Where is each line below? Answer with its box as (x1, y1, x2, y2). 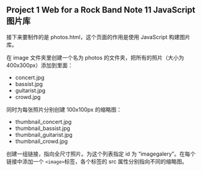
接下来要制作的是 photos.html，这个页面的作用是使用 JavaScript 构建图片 (6, 33, 191, 40)
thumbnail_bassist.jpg (15, 125, 70, 132)
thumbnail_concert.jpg (15, 118, 72, 125)
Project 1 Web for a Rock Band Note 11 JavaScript (6, 5, 195, 15)
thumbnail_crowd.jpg (15, 137, 68, 145)
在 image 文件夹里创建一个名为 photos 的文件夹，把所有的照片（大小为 (6, 54, 184, 61)
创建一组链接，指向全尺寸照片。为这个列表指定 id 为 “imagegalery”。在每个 (6, 150, 196, 158)
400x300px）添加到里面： (6, 61, 73, 69)
